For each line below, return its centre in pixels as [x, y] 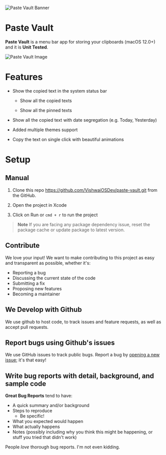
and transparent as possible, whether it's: [48, 263]
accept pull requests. [27, 327]
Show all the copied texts [46, 101]
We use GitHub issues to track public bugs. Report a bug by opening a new [82, 355]
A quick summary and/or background [51, 405]
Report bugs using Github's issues [60, 343]
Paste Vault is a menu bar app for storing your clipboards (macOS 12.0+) [80, 42]
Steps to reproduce [32, 411]
